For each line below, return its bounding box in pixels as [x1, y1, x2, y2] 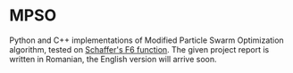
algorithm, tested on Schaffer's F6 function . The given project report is [9, 44, 270, 54]
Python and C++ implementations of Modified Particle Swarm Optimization [9, 35, 284, 45]
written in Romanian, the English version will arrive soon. [9, 53, 217, 64]
